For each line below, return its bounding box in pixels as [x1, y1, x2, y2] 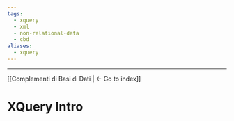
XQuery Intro [7, 99, 84, 115]
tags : [7, 10, 23, 17]
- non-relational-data [13, 29, 79, 37]
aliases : [7, 42, 33, 49]
